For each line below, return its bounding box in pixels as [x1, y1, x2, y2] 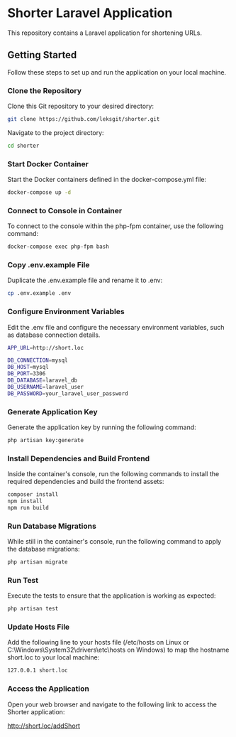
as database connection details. [7, 330, 101, 339]
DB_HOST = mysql [7, 364, 50, 371]
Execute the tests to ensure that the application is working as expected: [7, 591, 216, 600]
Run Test [7, 575, 39, 585]
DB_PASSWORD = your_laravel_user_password [7, 389, 129, 397]
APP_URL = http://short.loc [7, 344, 84, 351]
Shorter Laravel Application [7, 5, 173, 21]
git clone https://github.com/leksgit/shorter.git [7, 116, 160, 123]
